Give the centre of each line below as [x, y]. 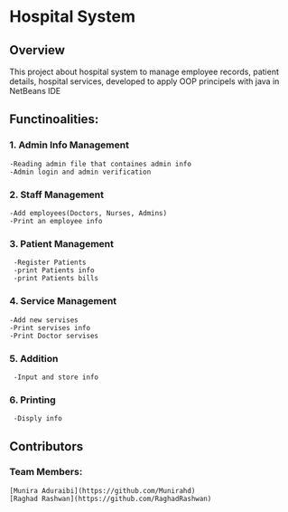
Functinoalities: [54, 119]
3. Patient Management [62, 243]
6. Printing [33, 400]
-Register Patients [50, 263]
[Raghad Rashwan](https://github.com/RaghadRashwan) [111, 498]
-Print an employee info [56, 221]
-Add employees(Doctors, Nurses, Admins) [88, 213]
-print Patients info [54, 270]
